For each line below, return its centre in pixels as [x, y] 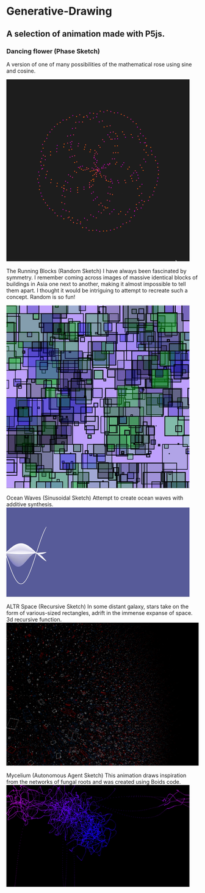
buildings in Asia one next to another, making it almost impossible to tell [96, 284]
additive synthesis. [30, 504]
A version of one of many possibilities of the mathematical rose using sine [99, 64]
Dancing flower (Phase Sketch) [53, 51]
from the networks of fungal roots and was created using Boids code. [94, 782]
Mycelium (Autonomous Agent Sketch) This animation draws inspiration [96, 775]
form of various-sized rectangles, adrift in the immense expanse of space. [100, 613]
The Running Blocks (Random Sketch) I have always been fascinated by [97, 271]
